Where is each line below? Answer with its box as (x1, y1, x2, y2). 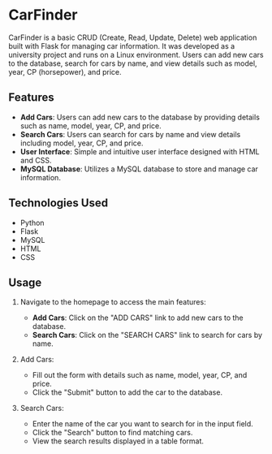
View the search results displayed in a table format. (32, 436, 205, 446)
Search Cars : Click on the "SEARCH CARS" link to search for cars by (32, 331, 262, 340)
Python (19, 218, 45, 227)
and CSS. (19, 155, 52, 165)
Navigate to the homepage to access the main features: (19, 297, 206, 307)
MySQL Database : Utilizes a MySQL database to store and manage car (19, 164, 258, 174)
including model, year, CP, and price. (19, 138, 144, 148)
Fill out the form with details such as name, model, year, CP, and (32, 370, 248, 380)
